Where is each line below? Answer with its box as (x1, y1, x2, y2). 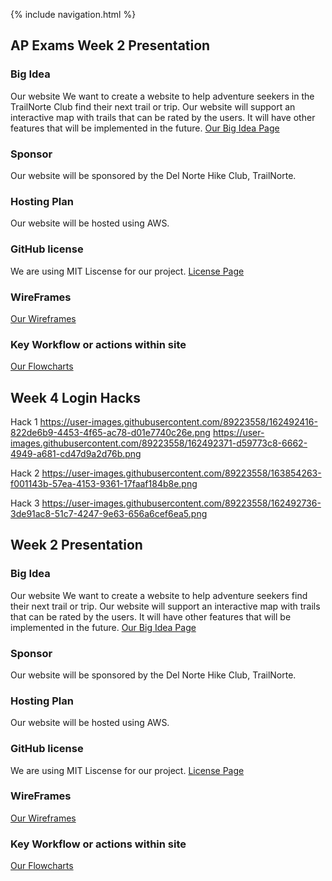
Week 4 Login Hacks (10, 389, 142, 406)
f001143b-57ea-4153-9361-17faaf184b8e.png (10, 477, 198, 489)
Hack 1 (10, 415, 38, 428)
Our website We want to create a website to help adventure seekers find (10, 589, 308, 601)
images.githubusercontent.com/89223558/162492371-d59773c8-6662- (10, 437, 308, 449)
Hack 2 (10, 467, 40, 479)
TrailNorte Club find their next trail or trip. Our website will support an (10, 100, 296, 113)
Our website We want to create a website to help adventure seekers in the (10, 90, 315, 102)
